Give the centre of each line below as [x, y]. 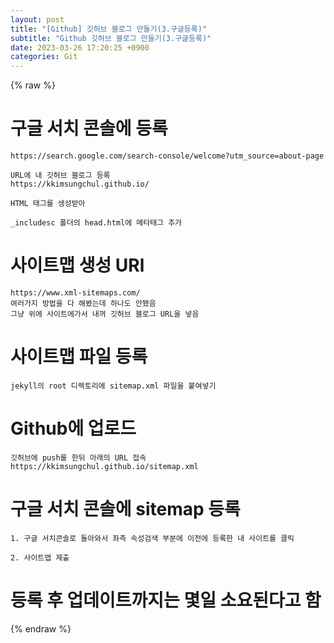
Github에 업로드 [73, 428]
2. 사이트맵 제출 [40, 557]
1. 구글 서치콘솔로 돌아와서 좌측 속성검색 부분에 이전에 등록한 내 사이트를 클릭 [152, 538]
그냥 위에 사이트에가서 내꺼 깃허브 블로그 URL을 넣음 [105, 314]
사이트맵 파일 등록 [79, 357]
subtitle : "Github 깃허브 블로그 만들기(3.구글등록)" [111, 38]
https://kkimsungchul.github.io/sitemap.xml [104, 466]
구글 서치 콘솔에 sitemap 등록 [125, 509]
